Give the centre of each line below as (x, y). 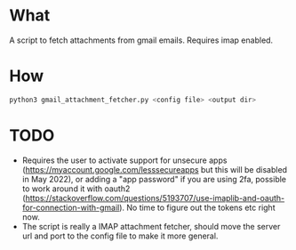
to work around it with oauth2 (76, 189)
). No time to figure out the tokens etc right (197, 207)
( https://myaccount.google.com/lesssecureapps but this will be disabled (154, 169)
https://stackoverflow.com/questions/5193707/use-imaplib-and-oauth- (155, 198)
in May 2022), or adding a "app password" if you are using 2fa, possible (154, 179)
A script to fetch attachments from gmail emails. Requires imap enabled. (141, 40)
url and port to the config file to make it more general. (120, 236)
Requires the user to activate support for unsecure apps (124, 160)
